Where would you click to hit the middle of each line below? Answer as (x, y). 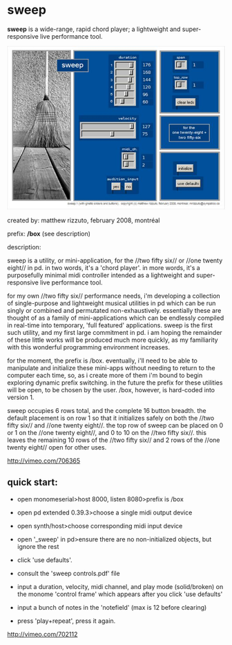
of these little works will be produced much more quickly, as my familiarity (113, 340)
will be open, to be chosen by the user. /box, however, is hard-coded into (111, 389)
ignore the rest (38, 546)
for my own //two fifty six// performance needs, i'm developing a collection (114, 296)
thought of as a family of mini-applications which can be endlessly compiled (116, 318)
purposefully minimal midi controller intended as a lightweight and (101, 275)
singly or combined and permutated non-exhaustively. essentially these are (114, 310)
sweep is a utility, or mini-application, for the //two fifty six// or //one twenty (115, 260)
